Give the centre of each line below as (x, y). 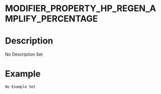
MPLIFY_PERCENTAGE (51, 19)
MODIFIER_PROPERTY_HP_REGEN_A (80, 8)
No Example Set (20, 87)
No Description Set (24, 54)
